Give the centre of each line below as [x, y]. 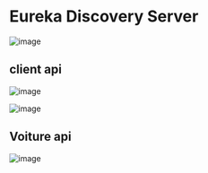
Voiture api [40, 137]
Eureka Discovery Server [104, 17]
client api [36, 69]
